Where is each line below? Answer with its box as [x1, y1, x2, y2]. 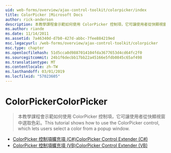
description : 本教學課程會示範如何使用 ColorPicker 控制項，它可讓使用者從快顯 [5, 21, 159, 27]
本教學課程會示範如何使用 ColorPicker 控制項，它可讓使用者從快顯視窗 [17, 113, 165, 119]
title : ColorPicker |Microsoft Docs [5, 12, 83, 17]
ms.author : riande [5, 27, 44, 32]
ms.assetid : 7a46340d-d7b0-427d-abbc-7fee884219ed [5, 36, 115, 41]
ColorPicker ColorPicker [5, 96, 108, 108]
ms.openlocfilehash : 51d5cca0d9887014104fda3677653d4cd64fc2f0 [5, 50, 142, 55]
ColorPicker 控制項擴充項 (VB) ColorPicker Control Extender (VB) [12, 142, 148, 148]
